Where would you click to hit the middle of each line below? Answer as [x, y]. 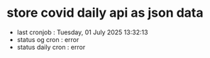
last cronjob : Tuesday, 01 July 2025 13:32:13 [82, 32]
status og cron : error [48, 39]
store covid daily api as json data [105, 13]
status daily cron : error [51, 47]
